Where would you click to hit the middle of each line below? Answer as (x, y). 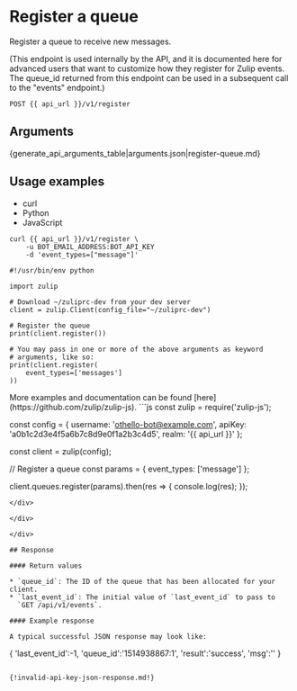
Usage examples (57, 182)
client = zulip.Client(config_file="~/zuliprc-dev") (110, 310)
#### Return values (46, 565)
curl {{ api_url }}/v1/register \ (74, 239)
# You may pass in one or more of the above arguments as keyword (136, 349)
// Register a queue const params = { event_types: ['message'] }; (130, 469)
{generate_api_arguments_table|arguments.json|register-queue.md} (135, 153)
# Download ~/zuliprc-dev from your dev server (100, 302)
